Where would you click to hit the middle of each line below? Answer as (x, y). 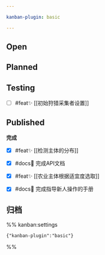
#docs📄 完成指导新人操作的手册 (54, 189)
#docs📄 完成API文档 (40, 163)
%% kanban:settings (32, 225)
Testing (21, 88)
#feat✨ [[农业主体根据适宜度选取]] (57, 176)
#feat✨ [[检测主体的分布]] (47, 151)
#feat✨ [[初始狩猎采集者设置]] (52, 103)
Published (25, 122)
